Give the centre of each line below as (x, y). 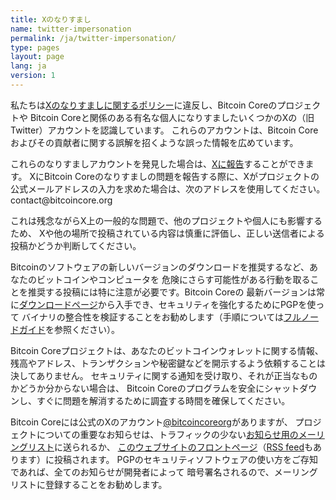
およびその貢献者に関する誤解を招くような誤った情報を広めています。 (154, 142)
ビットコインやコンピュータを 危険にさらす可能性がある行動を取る (173, 279)
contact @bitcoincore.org (61, 200)
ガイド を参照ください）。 (69, 329)
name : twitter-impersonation (71, 29)
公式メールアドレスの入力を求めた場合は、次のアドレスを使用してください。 (168, 188)
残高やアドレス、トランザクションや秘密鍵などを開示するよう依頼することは (168, 363)
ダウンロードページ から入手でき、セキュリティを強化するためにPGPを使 (168, 304)
